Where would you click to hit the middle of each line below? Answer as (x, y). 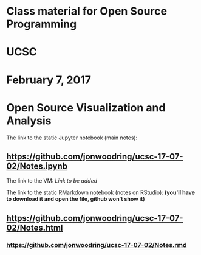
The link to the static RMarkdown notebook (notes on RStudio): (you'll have (101, 192)
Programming (42, 24)
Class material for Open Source (87, 11)
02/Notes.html (35, 227)
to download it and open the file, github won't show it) (76, 199)
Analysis (29, 121)
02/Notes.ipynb (37, 166)
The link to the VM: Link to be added (52, 181)
